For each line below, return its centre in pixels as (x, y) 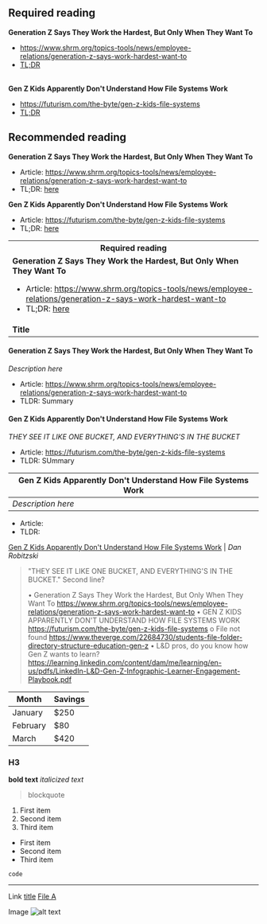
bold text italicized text (46, 780)
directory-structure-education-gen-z (88, 646)
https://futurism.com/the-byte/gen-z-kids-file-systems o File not (134, 629)
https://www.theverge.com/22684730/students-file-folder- (146, 637)
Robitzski (23, 556)
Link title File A (33, 897)
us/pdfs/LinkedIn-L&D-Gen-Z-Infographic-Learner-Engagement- (134, 671)
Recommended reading (68, 137)
